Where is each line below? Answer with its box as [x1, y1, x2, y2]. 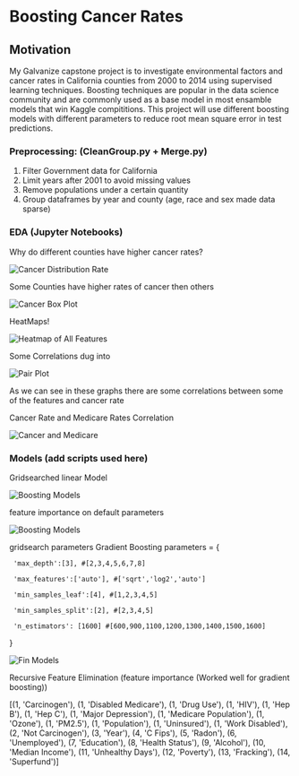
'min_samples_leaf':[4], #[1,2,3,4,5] [13, 590, 158, 599]
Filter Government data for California [21, 166, 158, 177]
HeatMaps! [9, 315, 50, 326]
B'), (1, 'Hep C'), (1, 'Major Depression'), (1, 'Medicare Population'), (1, [9, 708, 265, 719]
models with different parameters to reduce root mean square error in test [9, 114, 282, 124]
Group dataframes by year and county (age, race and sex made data [21, 194, 276, 205]
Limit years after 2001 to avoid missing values [21, 175, 191, 185]
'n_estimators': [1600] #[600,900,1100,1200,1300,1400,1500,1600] [13, 621, 267, 631]
